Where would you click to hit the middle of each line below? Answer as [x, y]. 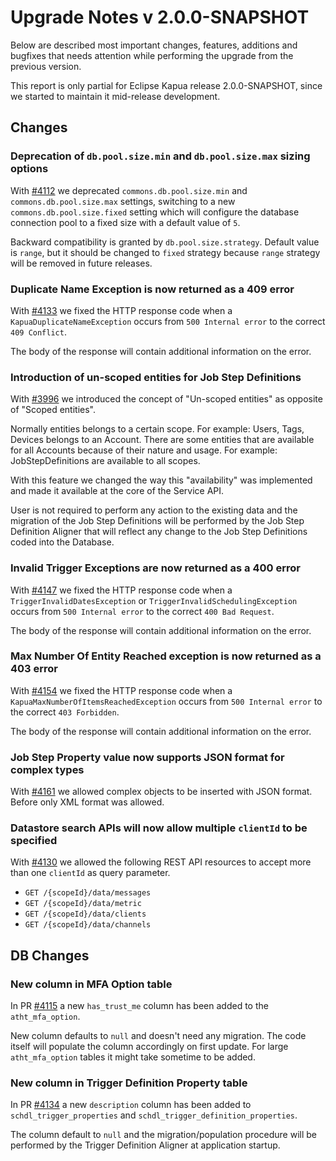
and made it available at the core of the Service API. [117, 491]
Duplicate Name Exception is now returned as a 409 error [152, 289]
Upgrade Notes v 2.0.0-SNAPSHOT [160, 17]
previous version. [46, 66]
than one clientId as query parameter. [90, 873]
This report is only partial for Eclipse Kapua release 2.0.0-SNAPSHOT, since [166, 85]
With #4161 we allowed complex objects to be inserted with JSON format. [161, 792]
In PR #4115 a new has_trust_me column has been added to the [139, 1006]
